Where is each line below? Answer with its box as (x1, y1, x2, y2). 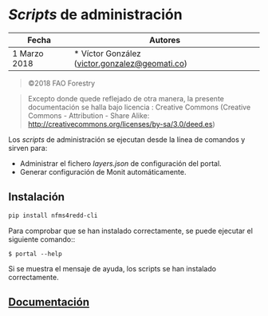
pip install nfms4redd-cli (8, 211, 98, 219)
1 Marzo (12, 48, 44, 59)
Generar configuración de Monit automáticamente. (19, 167, 187, 176)
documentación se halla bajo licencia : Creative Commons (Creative (27, 102, 251, 112)
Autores (148, 34, 181, 45)
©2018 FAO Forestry (27, 78, 96, 88)
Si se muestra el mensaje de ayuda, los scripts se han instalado (8, 263, 217, 273)
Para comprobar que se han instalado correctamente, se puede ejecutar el (8, 226, 254, 235)
